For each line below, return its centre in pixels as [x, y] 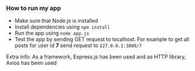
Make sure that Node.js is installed [56, 21]
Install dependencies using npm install [62, 27]
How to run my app [33, 8]
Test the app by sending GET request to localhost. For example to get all [102, 40]
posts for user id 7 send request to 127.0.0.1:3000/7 [78, 45]
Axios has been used [31, 63]
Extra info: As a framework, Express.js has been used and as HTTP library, [96, 57]
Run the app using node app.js [52, 33]
